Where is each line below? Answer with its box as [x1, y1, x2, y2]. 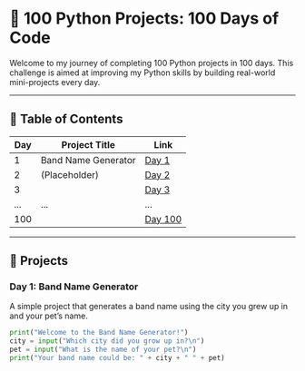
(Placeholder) [40, 168, 100, 181]
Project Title [61, 138, 116, 151]
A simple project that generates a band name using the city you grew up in [9, 301, 289, 312]
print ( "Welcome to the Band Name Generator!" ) [9, 328, 189, 337]
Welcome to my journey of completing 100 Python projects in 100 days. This [9, 57, 294, 68]
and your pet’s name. [9, 310, 88, 321]
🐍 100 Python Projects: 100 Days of [9, 8, 280, 29]
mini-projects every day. [9, 76, 101, 87]
